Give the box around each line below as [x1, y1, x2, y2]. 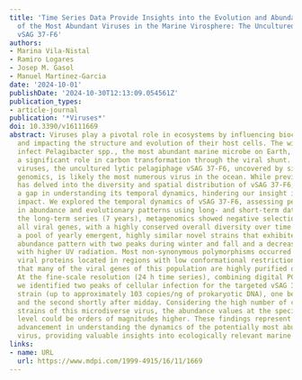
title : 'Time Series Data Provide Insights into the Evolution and [9, 13, 268, 23]
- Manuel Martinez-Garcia [9, 72, 106, 81]
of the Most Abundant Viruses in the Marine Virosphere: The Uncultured [17, 22, 296, 31]
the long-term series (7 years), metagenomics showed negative [17, 213, 259, 223]
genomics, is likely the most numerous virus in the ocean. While [17, 172, 271, 181]
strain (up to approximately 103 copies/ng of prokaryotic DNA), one [17, 289, 283, 298]
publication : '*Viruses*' [9, 113, 106, 122]
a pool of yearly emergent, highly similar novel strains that [17, 231, 259, 240]
